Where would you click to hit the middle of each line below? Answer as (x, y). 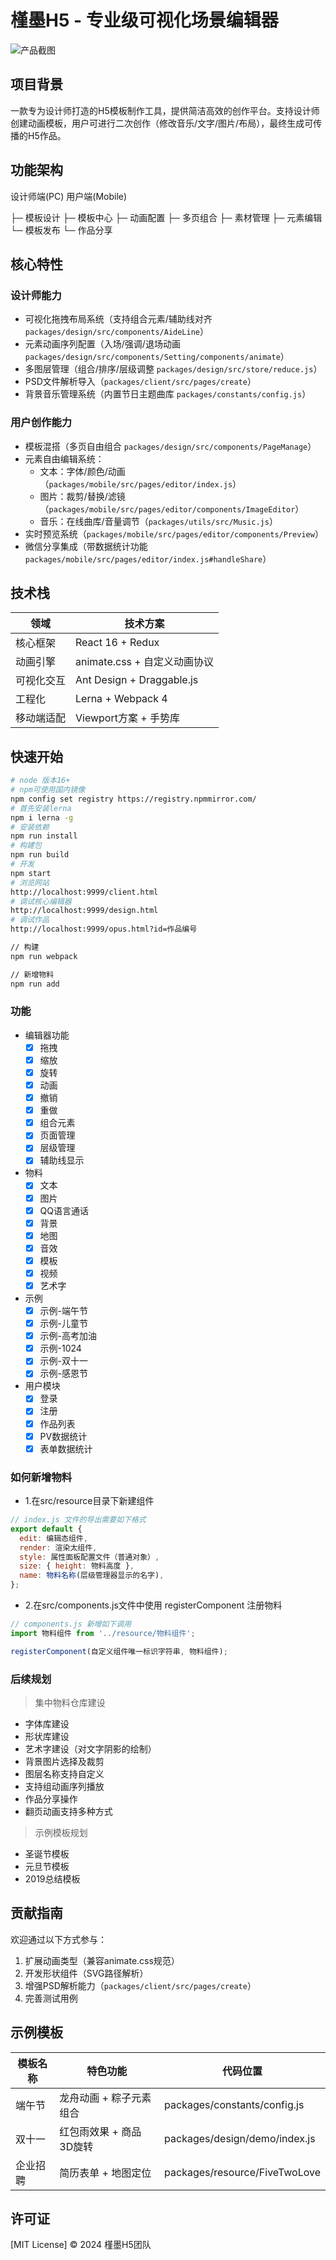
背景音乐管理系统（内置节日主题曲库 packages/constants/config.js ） (168, 394)
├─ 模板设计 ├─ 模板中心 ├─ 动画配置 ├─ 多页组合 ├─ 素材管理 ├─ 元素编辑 (166, 217)
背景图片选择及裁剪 (64, 1761)
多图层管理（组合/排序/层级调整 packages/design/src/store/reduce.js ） (173, 369)
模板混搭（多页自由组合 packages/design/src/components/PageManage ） (170, 446)
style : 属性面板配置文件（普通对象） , (89, 1557)
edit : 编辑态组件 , (53, 1538)
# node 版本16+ (40, 781)
